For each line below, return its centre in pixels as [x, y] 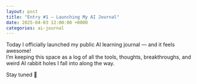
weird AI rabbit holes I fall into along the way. [60, 63]
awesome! [19, 51]
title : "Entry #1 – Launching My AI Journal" [63, 17]
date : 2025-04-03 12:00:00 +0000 [47, 22]
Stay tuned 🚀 [22, 75]
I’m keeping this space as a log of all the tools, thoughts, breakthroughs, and [98, 57]
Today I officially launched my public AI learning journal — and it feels [91, 45]
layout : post [22, 11]
